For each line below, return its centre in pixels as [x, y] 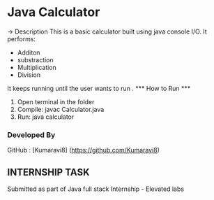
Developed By [31, 135]
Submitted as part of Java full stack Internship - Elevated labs [96, 189]
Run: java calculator [46, 117]
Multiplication [37, 67]
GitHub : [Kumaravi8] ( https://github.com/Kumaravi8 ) [84, 150]
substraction [35, 59]
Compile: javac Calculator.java [61, 109]
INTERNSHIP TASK [48, 172]
